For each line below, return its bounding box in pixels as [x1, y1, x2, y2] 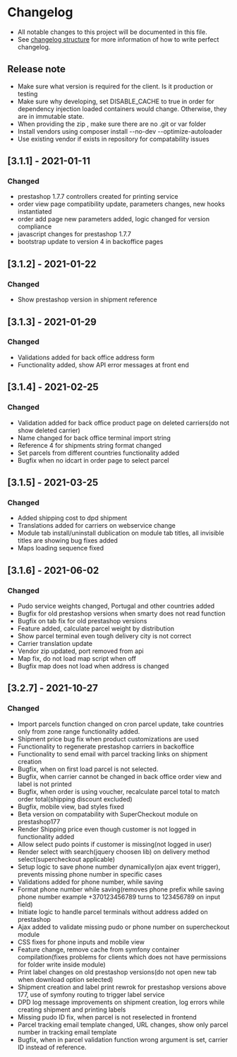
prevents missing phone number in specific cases [17, 870, 162, 878]
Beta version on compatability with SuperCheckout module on [17, 809, 198, 818]
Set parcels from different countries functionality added [17, 449, 180, 457]
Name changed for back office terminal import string [17, 433, 171, 442]
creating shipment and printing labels [17, 1005, 126, 1014]
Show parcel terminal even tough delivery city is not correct [17, 631, 192, 640]
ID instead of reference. [17, 1043, 87, 1051]
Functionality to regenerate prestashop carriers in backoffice [17, 742, 195, 751]
